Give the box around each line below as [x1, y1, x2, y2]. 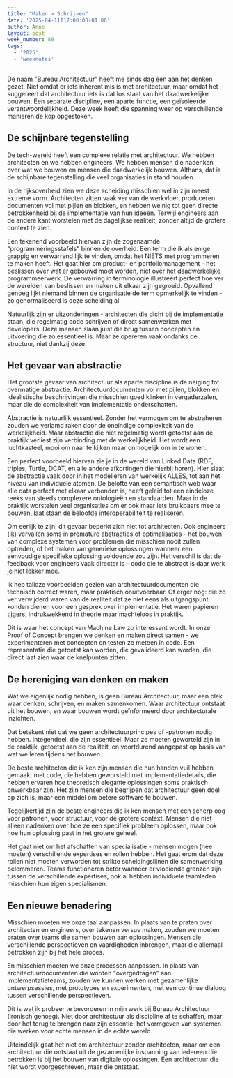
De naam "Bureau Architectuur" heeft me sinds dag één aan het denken [7, 75, 213, 83]
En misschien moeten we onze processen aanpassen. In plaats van [7, 961, 200, 970]
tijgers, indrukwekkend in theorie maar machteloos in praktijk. [7, 610, 184, 618]
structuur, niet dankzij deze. [7, 339, 87, 347]
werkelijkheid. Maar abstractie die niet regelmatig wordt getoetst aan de [7, 428, 214, 437]
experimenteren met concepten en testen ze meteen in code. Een [7, 638, 195, 647]
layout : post [7, 29, 45, 37]
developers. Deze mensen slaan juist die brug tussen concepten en [7, 324, 200, 333]
